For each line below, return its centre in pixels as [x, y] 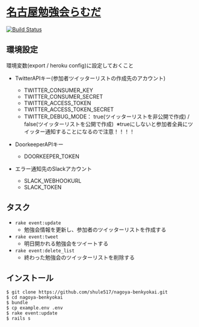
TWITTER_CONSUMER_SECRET [63, 96]
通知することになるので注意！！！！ [90, 131]
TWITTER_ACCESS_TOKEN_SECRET [69, 109]
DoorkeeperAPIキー [39, 144]
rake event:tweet [37, 237]
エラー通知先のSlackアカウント [53, 168]
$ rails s [19, 319]
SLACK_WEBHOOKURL [53, 180]
